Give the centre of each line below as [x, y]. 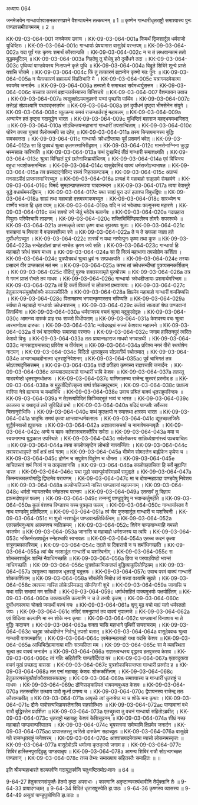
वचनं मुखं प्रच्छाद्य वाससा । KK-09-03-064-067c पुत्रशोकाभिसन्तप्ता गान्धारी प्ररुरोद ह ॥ [92, 665]
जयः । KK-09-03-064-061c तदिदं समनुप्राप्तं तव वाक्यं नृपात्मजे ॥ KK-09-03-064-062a [98, 611]
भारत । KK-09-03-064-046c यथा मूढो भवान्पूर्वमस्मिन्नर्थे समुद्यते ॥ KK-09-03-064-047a [99, 472]
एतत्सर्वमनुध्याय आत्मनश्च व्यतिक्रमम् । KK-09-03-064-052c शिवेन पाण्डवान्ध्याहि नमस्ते [92, 525]
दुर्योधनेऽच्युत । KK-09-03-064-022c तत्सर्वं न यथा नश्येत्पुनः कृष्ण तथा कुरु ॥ [83, 239]
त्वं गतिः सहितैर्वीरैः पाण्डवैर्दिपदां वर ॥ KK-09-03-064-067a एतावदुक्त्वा [119, 658]
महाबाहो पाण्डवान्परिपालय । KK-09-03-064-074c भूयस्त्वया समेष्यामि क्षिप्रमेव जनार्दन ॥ [91, 725]
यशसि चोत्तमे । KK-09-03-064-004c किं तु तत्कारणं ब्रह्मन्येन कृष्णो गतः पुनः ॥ [83, 72]
